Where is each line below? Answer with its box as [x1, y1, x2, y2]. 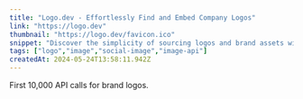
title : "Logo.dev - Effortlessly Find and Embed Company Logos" [9, 13, 256, 22]
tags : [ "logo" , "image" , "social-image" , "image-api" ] [9, 47, 207, 56]
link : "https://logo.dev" [9, 22, 106, 31]
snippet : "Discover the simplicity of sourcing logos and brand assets [9, 38, 284, 48]
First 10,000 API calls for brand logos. [9, 80, 149, 90]
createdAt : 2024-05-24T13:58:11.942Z [9, 55, 151, 64]
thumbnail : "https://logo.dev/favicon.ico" [9, 30, 176, 39]
